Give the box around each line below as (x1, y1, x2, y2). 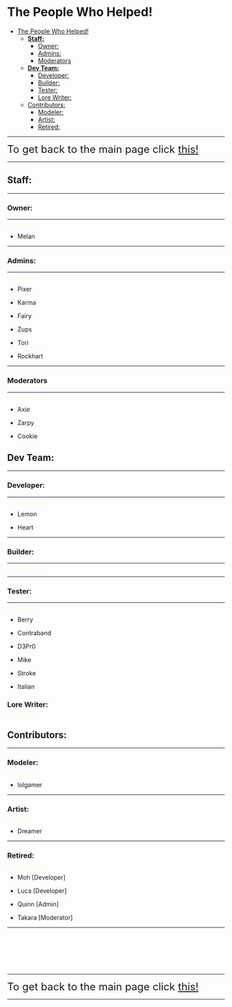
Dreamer (17, 827, 43, 835)
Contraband (17, 629, 52, 637)
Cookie (17, 432, 38, 440)
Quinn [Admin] (17, 900, 59, 909)
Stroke (17, 669, 37, 678)
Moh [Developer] (17, 873, 66, 882)
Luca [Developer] (17, 887, 67, 895)
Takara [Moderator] (17, 914, 73, 922)
